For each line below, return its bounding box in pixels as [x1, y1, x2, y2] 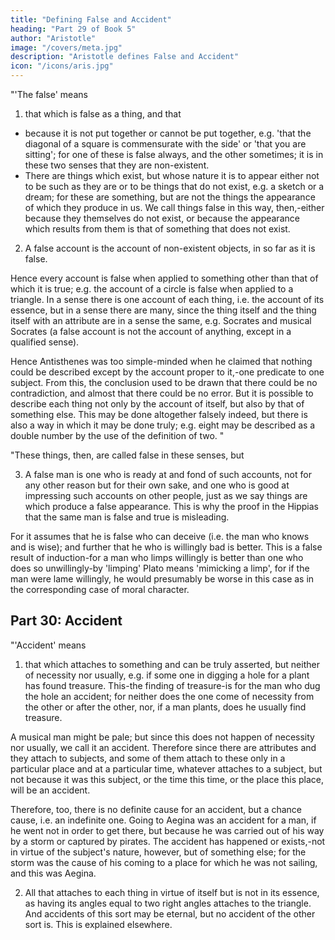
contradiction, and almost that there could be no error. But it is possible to [10, 387, 314, 399]
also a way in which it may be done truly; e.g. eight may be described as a [10, 419, 316, 431]
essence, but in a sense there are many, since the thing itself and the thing [10, 304, 317, 316]
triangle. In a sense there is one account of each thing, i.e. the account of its [10, 294, 325, 305]
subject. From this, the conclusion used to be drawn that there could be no [10, 377, 318, 388]
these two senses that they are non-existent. [24, 159, 210, 171]
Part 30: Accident [10, 612, 123, 630]
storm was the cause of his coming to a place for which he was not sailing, [10, 856, 318, 868]
